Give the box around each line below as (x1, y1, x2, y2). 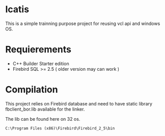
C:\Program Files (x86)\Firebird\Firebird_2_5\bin (5, 126, 115, 131)
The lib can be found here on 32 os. (5, 116, 80, 122)
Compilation (5, 84, 58, 95)
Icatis (5, 4, 30, 15)
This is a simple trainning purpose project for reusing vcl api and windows (5, 20, 160, 26)
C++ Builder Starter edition (12, 60, 70, 67)
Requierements (5, 44, 71, 56)
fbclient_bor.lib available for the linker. (5, 106, 85, 112)
